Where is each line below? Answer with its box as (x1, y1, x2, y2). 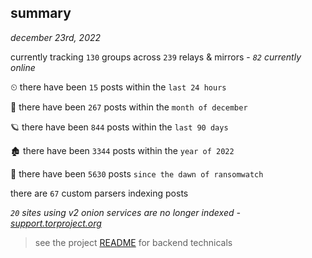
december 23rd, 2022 (10, 31, 102, 43)
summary (10, 5, 72, 22)
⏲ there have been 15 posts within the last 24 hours (10, 81, 227, 93)
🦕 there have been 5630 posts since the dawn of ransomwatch (10, 167, 264, 180)
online (10, 61, 36, 73)
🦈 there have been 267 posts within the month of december (10, 101, 248, 113)
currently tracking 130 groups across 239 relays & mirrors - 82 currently (10, 51, 302, 63)
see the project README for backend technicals (34, 236, 233, 248)
